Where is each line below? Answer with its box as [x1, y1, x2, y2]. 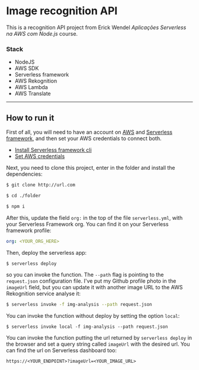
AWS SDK [14, 65, 39, 72]
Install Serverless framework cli [14, 147, 92, 154]
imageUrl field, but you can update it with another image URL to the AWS [6, 284, 183, 291]
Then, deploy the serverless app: [6, 249, 87, 256]
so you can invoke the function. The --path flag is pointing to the [6, 271, 164, 279]
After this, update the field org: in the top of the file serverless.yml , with [6, 214, 183, 221]
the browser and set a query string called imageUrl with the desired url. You [6, 340, 191, 348]
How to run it [6, 113, 54, 123]
